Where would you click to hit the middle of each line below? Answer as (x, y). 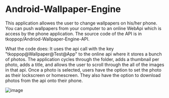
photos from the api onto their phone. (44, 80)
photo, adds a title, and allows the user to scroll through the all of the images (85, 64)
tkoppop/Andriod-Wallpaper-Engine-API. (47, 39)
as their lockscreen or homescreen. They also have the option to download (83, 75)
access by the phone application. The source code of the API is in (74, 33)
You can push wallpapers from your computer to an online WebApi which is (83, 28)
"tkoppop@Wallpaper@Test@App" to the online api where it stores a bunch (84, 54)
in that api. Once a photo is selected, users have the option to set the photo (83, 70)
